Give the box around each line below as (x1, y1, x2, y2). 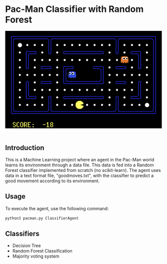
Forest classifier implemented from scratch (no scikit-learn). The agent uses (5, 167, 161, 173)
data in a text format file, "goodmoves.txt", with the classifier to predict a (5, 172, 154, 178)
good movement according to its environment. (5, 178, 100, 184)
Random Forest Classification (12, 248, 73, 254)
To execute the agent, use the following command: (5, 205, 109, 211)
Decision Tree (12, 243, 41, 249)
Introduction (5, 143, 45, 152)
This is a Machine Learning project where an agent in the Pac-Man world (5, 156, 155, 162)
